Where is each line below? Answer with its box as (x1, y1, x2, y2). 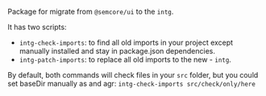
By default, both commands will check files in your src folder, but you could (7, 70, 259, 79)
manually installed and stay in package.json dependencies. (19, 46, 215, 55)
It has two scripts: (7, 22, 67, 31)
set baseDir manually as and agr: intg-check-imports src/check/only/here (7, 79, 256, 88)
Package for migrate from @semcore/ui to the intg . (7, 7, 174, 16)
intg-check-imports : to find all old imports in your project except (19, 38, 234, 47)
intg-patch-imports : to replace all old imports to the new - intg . (19, 55, 231, 64)
